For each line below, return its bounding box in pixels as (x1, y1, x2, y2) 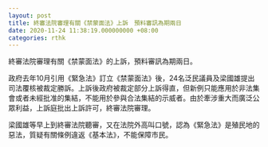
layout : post (8, 11, 52, 20)
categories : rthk (8, 33, 66, 42)
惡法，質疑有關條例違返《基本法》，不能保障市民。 (8, 130, 173, 140)
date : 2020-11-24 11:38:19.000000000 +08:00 (8, 26, 159, 34)
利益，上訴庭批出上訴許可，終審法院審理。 (14, 103, 156, 113)
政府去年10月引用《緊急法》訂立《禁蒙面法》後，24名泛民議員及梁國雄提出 (8, 73, 255, 83)
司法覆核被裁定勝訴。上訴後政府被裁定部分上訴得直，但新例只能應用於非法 (8, 83, 253, 93)
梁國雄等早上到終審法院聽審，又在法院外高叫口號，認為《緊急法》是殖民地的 (8, 120, 260, 130)
